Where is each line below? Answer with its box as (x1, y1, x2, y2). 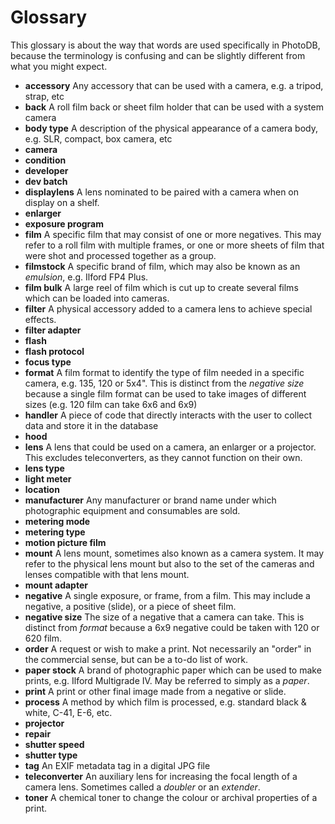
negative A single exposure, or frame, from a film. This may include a (24, 589, 311, 601)
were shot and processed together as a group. (24, 249, 217, 261)
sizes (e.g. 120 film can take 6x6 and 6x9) (24, 398, 198, 410)
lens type (24, 462, 65, 474)
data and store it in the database (24, 419, 159, 431)
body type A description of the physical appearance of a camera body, (24, 122, 319, 134)
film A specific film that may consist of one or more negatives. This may (24, 228, 322, 240)
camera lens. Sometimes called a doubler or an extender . (24, 781, 261, 793)
